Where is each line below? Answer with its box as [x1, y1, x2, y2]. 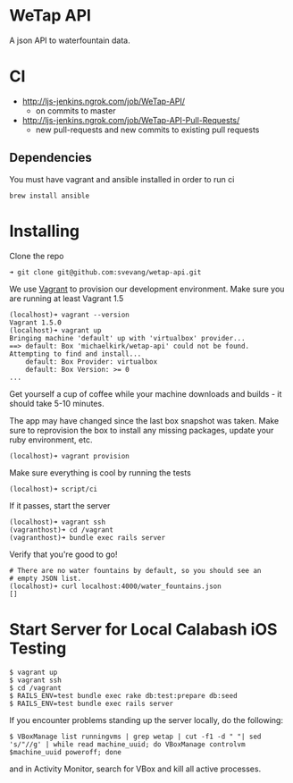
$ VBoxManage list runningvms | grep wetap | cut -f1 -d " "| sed [9, 732, 262, 741]
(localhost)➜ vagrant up [9, 325, 102, 335]
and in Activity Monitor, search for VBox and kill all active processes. [9, 763, 262, 774]
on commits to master [35, 105, 116, 116]
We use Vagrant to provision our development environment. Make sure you [9, 283, 285, 294]
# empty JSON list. [9, 574, 82, 583]
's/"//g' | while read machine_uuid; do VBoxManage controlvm [9, 739, 246, 749]
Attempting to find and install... [9, 349, 142, 358]
